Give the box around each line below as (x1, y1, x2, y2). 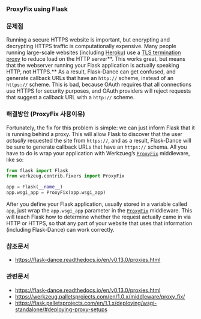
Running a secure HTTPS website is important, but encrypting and (6, 36, 170, 43)
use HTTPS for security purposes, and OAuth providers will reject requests (6, 87, 191, 94)
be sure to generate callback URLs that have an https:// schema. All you (6, 143, 187, 150)
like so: (6, 156, 24, 163)
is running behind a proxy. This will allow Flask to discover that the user (6, 130, 183, 137)
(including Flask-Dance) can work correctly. (6, 226, 115, 234)
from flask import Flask (6, 167, 68, 173)
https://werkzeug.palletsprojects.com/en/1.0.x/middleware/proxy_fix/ (14, 293, 185, 300)
